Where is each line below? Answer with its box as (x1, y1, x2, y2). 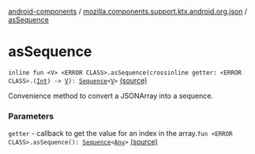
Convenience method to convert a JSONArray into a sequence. (8, 91, 213, 100)
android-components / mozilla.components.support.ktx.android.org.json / (8, 7, 247, 16)
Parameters (8, 111, 54, 122)
